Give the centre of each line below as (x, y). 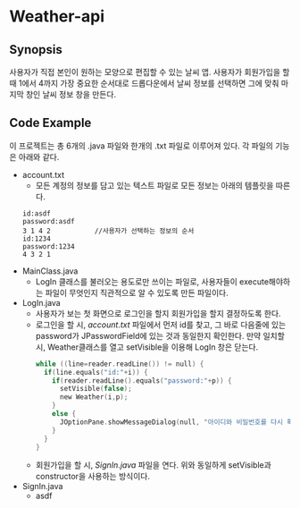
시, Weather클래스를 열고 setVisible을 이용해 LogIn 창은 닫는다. (147, 347)
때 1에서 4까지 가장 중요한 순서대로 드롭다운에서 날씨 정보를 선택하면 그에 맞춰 (144, 83)
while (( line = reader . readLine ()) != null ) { (120, 364)
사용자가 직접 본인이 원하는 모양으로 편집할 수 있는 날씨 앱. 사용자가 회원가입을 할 (150, 72)
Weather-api (57, 17)
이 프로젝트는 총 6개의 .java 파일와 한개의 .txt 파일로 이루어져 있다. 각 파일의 (142, 146)
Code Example (50, 123)
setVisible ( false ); (96, 389)
